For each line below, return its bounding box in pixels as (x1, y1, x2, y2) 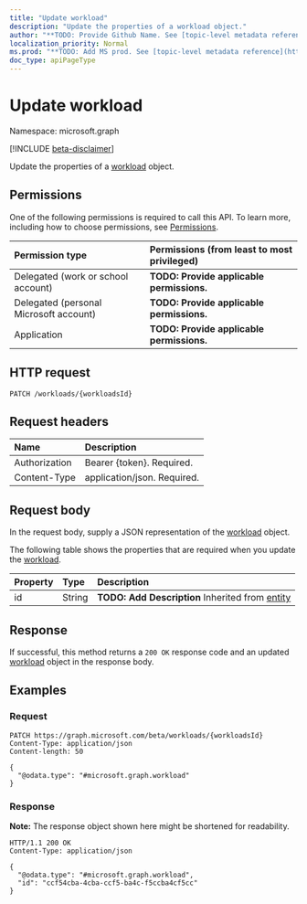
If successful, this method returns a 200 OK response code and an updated (9, 646, 290, 657)
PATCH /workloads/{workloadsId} (9, 389, 132, 399)
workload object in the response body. (9, 656, 154, 667)
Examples (9, 683, 67, 698)
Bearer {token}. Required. (84, 456, 194, 469)
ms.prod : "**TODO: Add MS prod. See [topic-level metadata (9, 48, 239, 57)
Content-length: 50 (9, 747, 84, 756)
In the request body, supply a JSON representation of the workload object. (9, 526, 291, 537)
